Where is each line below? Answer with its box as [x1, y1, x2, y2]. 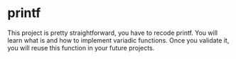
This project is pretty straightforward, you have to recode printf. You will [7, 28, 218, 37]
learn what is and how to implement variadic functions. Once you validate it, [7, 36, 230, 44]
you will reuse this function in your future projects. [7, 43, 155, 52]
